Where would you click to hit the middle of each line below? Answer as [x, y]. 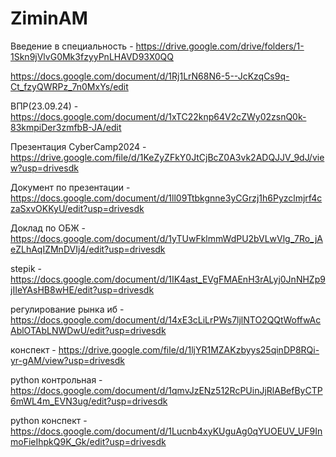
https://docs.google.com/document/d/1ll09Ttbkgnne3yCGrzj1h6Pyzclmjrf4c [166, 198]
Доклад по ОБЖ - [48, 228]
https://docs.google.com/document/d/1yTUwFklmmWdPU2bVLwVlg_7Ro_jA [166, 238]
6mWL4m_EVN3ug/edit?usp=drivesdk [89, 401]
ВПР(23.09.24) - [44, 106]
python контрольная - [56, 379]
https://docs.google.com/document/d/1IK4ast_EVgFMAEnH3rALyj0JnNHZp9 [168, 279]
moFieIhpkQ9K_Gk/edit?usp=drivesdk [88, 441]
